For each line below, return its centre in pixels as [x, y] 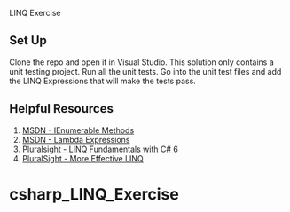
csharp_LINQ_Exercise [94, 194]
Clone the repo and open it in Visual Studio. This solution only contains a [142, 62]
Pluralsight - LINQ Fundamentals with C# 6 [100, 149]
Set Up [28, 40]
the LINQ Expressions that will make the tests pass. [103, 81]
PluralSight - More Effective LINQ [82, 158]
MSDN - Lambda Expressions [76, 139]
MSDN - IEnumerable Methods [78, 130]
